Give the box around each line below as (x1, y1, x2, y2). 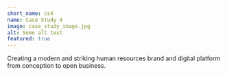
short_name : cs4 (7, 10, 53, 17)
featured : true (7, 36, 51, 42)
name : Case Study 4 (7, 16, 63, 23)
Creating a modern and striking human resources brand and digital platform (7, 54, 221, 62)
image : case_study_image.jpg (7, 23, 91, 29)
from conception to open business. (7, 62, 106, 70)
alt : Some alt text (7, 29, 63, 36)
